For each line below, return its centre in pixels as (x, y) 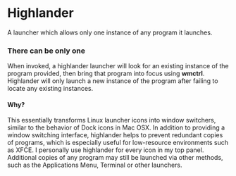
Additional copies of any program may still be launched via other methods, (115, 158)
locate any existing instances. (50, 89)
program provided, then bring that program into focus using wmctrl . (106, 74)
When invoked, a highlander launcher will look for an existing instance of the (118, 66)
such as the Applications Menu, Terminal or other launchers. (95, 165)
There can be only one (46, 51)
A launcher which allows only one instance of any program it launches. (110, 32)
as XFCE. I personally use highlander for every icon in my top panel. (106, 150)
